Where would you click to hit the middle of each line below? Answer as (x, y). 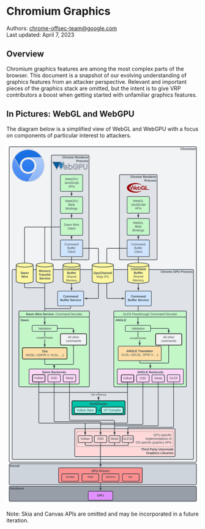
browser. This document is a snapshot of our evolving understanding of (96, 75)
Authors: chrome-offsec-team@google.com (62, 28)
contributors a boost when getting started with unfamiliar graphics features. (102, 95)
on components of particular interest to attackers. (69, 135)
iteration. (17, 520)
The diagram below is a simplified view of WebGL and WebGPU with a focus (102, 129)
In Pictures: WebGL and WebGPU (70, 114)
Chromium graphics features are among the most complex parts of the (95, 69)
